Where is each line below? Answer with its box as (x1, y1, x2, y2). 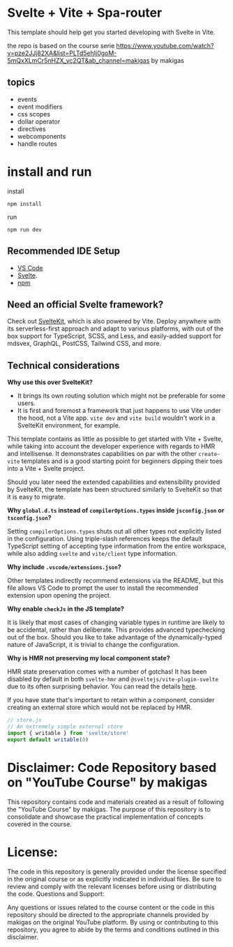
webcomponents (17, 132, 66, 140)
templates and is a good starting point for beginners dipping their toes (21, 457, 223, 465)
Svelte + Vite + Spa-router (7, 5, 163, 21)
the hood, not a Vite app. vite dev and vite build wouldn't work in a (17, 414, 216, 423)
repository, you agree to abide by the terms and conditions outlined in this (7, 925, 220, 934)
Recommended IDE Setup (7, 245, 121, 257)
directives (17, 124, 47, 133)
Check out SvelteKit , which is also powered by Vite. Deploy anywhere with (7, 317, 221, 326)
